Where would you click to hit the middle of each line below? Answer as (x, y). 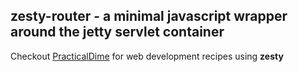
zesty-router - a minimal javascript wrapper (149, 16)
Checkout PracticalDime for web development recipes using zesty (147, 56)
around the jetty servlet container (117, 32)
